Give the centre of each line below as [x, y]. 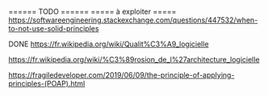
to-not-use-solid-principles [54, 28]
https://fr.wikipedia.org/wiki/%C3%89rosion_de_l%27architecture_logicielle [134, 60]
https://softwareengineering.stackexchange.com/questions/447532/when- [133, 20]
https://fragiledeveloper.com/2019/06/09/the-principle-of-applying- [121, 75]
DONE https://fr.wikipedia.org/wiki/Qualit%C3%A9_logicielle [109, 44]
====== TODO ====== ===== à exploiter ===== [92, 12]
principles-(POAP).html [47, 84]
